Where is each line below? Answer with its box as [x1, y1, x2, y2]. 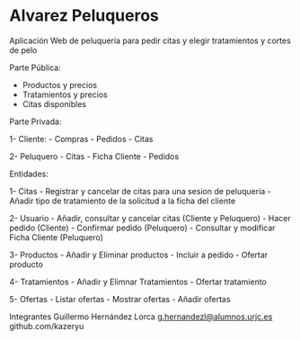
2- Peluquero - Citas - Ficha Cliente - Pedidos [9, 150, 180, 162]
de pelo [9, 44, 38, 55]
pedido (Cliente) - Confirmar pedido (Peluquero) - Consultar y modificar [9, 222, 276, 233]
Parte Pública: [9, 62, 61, 73]
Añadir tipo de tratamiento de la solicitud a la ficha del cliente [9, 195, 236, 206]
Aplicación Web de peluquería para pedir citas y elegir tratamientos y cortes [9, 35, 292, 46]
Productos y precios [22, 79, 97, 90]
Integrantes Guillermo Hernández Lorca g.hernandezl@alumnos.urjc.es [9, 311, 273, 322]
